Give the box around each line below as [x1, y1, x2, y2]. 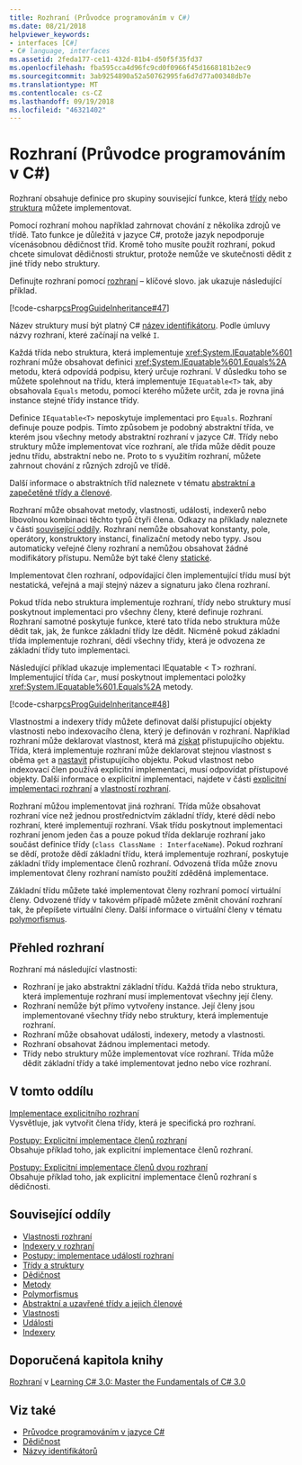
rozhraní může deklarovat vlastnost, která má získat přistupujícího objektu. [9, 736, 285, 746]
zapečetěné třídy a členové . [9, 487, 112, 498]
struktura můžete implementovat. [9, 203, 132, 213]
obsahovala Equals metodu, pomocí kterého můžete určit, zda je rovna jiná [9, 385, 285, 396]
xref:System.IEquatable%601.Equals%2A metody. [9, 682, 193, 692]
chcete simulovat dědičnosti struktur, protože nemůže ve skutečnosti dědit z [9, 249, 292, 259]
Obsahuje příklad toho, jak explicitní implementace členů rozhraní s [9, 1171, 258, 1182]
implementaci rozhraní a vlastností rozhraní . [9, 783, 172, 794]
